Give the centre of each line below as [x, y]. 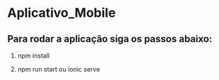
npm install [34, 55]
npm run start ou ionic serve [59, 69]
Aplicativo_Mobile [62, 13]
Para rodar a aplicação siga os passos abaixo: [110, 39]
